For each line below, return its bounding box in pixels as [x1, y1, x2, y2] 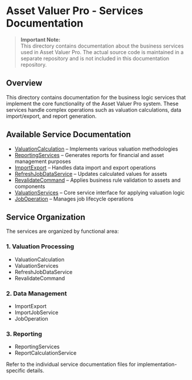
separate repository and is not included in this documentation [20, 55, 170, 62]
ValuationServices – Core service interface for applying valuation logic [14, 189, 185, 196]
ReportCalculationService [14, 349, 77, 356]
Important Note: [20, 36, 60, 43]
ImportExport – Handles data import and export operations [14, 164, 156, 171]
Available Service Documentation [6, 129, 131, 139]
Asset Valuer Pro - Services [6, 4, 144, 18]
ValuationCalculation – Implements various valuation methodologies [14, 145, 178, 152]
